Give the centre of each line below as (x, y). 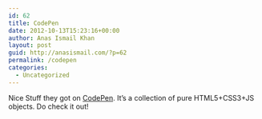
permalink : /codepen (43, 61)
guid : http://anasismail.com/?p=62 (68, 53)
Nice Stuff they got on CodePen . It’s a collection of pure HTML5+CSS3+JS (131, 97)
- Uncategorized (42, 75)
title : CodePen (34, 23)
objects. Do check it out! (49, 106)
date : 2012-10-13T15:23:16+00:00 (64, 30)
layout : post (30, 46)
